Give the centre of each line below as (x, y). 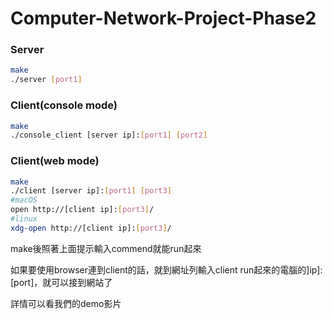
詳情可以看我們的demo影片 (66, 303)
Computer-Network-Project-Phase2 (163, 18)
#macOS (24, 200)
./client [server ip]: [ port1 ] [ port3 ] (91, 191)
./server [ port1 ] (46, 80)
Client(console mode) (64, 105)
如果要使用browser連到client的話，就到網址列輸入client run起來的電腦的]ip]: (166, 269)
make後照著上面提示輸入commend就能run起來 (106, 248)
